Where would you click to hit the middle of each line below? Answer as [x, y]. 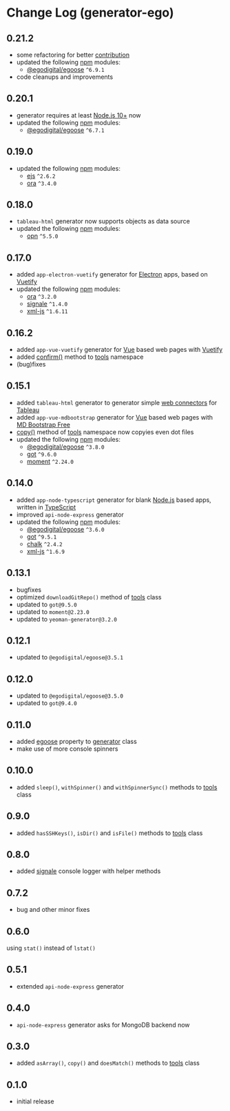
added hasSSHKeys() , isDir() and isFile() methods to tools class [109, 833]
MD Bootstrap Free [43, 424]
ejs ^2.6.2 [41, 176]
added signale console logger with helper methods [88, 871]
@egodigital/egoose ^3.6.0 [65, 529]
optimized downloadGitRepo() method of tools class [89, 597]
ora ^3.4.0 [42, 183]
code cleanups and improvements [65, 77]
